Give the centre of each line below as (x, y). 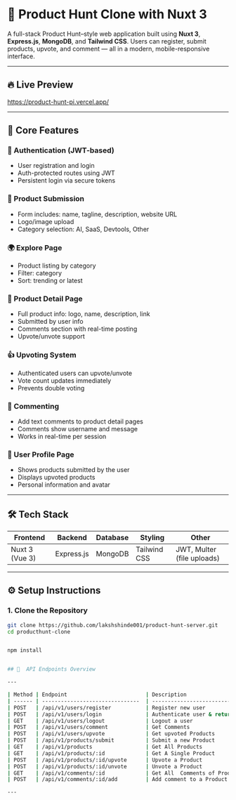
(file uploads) (197, 558)
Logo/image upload (46, 221)
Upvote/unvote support (51, 336)
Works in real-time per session (62, 436)
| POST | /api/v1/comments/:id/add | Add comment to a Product (118, 780)
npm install (25, 650)
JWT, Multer (196, 549)
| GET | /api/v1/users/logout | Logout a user (100, 721)
